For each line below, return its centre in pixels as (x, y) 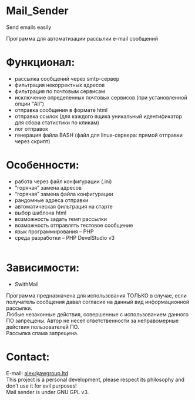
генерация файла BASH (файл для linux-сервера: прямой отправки (99, 135)
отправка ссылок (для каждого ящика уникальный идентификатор (98, 116)
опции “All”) (29, 104)
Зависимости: (43, 268)
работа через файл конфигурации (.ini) (63, 181)
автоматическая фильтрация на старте (63, 206)
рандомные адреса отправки (51, 200)
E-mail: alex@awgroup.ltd (37, 373)
